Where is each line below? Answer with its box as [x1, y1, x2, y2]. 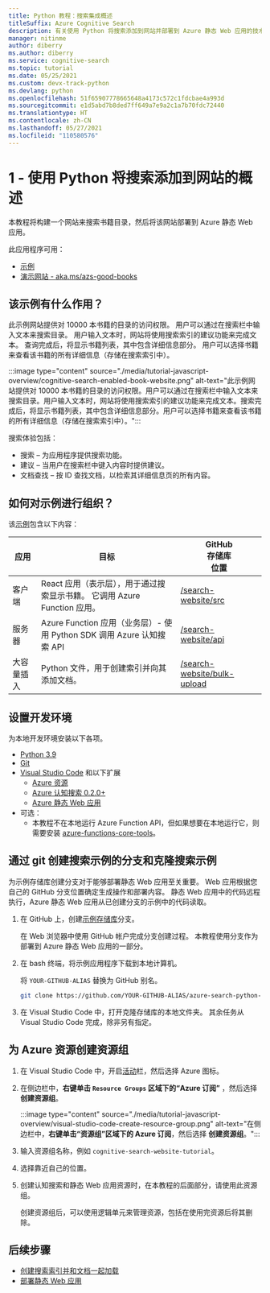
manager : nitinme [8, 34, 67, 43]
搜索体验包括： [8, 433, 58, 443]
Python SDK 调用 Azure [51, 630, 140, 641]
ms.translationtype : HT [8, 109, 88, 118]
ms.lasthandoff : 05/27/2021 [8, 124, 103, 132]
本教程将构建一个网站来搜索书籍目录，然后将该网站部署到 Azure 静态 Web [8, 217, 253, 226]
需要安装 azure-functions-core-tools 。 [31, 828, 161, 837]
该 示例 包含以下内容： [8, 519, 79, 529]
